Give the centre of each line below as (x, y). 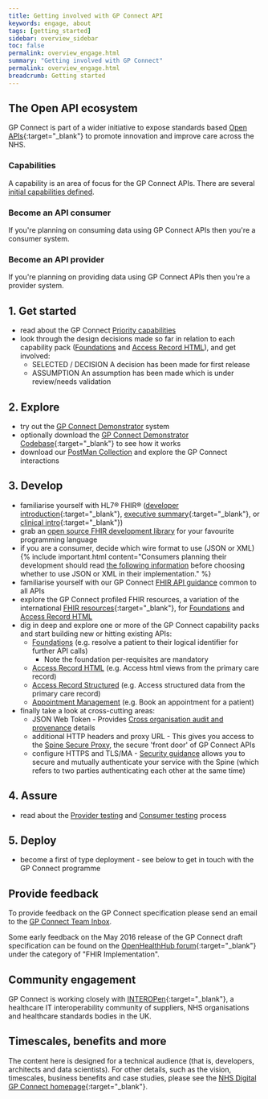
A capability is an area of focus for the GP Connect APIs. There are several (132, 183)
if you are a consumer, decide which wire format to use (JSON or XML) (137, 547)
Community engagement (72, 979)
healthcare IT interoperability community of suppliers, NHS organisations (129, 1008)
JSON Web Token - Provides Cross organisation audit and (128, 719)
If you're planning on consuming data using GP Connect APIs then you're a (132, 230)
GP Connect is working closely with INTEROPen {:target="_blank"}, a (121, 999)
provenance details (64, 727)
